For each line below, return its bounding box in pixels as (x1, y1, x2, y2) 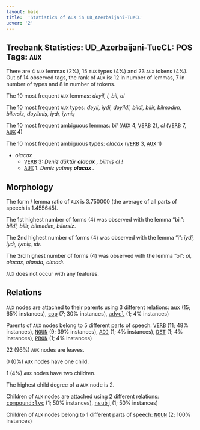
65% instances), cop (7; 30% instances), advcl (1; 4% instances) (6, 310, 169, 317)
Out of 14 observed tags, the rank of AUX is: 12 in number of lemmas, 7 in (6, 74, 185, 81)
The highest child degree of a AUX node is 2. (6, 381, 115, 388)
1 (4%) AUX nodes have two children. (6, 369, 96, 376)
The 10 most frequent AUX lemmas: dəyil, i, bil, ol (6, 92, 125, 99)
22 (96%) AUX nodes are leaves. (6, 346, 85, 353)
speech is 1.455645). (6, 204, 58, 211)
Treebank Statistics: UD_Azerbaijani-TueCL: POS (6, 42, 193, 52)
